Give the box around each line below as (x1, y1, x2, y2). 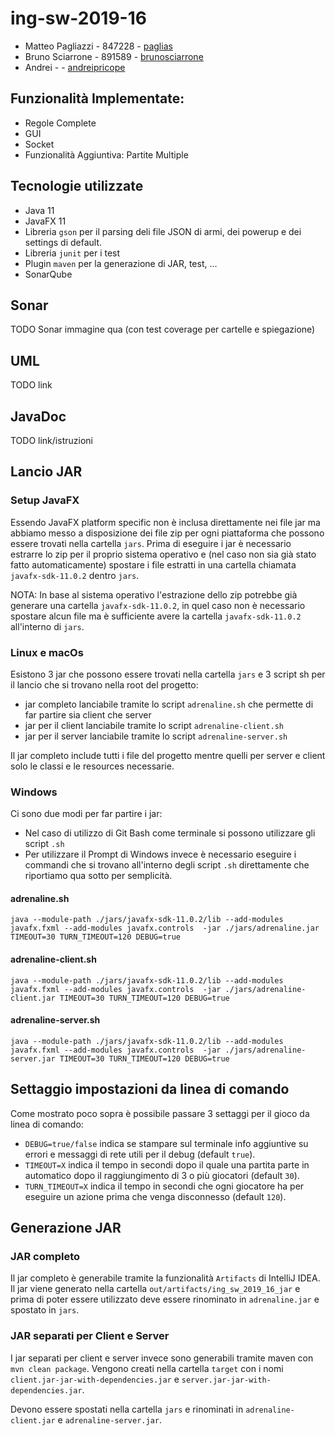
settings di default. (24, 236, 103, 248)
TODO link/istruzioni (10, 435, 93, 446)
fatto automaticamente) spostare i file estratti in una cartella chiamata (10, 558, 297, 571)
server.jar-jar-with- (181, 1375, 272, 1385)
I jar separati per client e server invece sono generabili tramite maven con (10, 1352, 314, 1364)
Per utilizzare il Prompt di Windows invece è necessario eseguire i (24, 848, 297, 861)
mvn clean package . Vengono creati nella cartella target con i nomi (10, 1362, 284, 1374)
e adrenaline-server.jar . (57, 1413, 163, 1426)
